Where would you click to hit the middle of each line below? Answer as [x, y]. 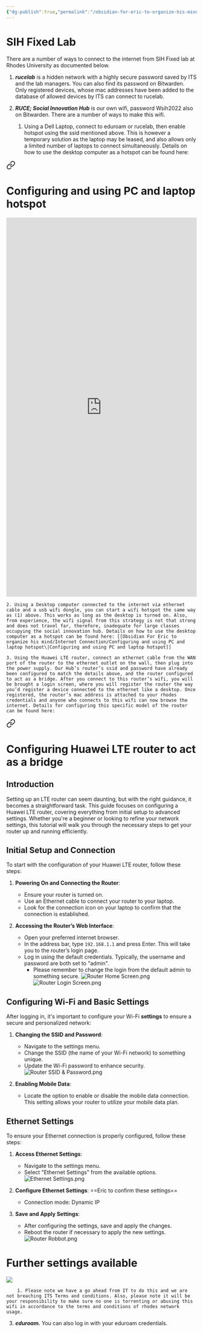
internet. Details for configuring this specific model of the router [97, 705]
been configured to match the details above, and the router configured [100, 673]
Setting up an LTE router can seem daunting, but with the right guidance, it [99, 799]
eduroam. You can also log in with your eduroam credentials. [91, 1323]
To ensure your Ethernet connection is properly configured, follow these [96, 1136]
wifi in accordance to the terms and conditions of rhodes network [93, 1306]
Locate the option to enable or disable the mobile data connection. [107, 1096]
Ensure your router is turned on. [64, 895]
